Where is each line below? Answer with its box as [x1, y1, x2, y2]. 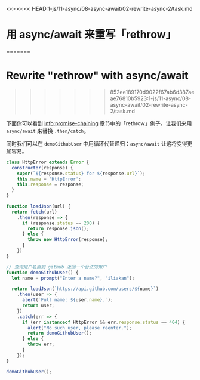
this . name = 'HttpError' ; [17, 176, 82, 182]
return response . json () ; [27, 225, 90, 231]
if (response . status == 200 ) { [21, 220, 100, 226]
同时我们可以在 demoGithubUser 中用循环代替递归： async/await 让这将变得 [6, 140, 187, 147]
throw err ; [27, 341, 55, 348]
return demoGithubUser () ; [27, 330, 93, 336]
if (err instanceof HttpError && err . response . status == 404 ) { [21, 319, 186, 325]
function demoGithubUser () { [6, 270, 79, 276]
